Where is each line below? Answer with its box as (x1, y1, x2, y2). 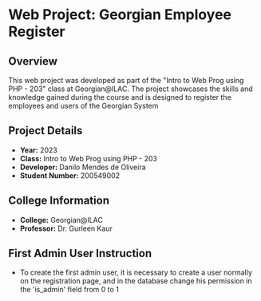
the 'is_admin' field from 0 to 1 (19, 285, 120, 295)
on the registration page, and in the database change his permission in (19, 276, 253, 286)
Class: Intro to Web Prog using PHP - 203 (19, 153, 158, 163)
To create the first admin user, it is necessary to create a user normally (19, 267, 253, 277)
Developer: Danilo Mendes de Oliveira (19, 162, 146, 172)
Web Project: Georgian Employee (8, 6, 231, 24)
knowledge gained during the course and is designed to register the (8, 93, 231, 101)
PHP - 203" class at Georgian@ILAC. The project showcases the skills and (8, 84, 253, 93)
